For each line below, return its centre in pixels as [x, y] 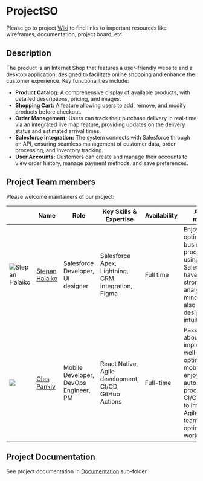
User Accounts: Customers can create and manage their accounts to [101, 157]
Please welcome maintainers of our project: [60, 196]
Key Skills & [120, 211]
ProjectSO [32, 11]
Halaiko [47, 278]
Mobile [73, 367]
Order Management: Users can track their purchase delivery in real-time [106, 118]
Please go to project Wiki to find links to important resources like [87, 28]
